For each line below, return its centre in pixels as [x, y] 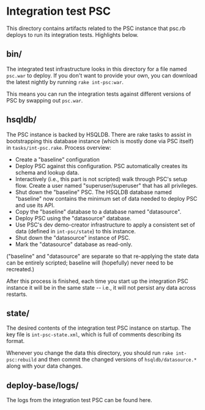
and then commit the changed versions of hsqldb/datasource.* [117, 360]
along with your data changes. [45, 366]
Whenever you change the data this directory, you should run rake [90, 353]
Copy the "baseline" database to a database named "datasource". [98, 211]
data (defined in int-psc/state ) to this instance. [75, 231]
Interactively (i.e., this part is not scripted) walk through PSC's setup [101, 179]
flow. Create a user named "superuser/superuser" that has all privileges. [106, 185]
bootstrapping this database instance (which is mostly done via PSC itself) [100, 141]
